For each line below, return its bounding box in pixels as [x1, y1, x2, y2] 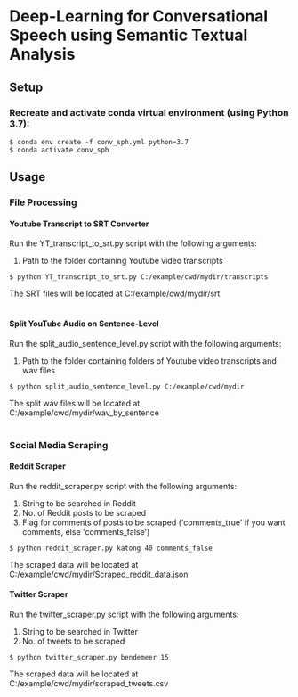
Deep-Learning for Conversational [9, 6, 269, 27]
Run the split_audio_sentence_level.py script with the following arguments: [9, 338, 282, 348]
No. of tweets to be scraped [21, 635, 125, 646]
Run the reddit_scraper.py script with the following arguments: [9, 480, 238, 491]
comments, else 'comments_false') [21, 526, 150, 537]
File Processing [9, 196, 77, 209]
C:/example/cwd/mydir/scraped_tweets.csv [9, 677, 169, 688]
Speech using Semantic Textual [9, 25, 248, 45]
